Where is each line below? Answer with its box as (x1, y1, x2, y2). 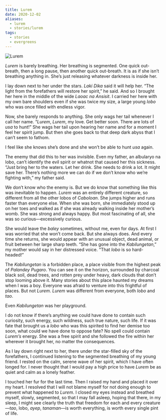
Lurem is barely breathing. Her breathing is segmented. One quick (5, 62, 140, 68)
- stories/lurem (9, 26, 43, 31)
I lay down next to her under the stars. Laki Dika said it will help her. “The (5, 83, 155, 89)
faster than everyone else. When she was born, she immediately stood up (5, 200, 156, 206)
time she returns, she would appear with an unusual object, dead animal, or (5, 236, 159, 242)
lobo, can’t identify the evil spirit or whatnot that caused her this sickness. (5, 159, 156, 165)
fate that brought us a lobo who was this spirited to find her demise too (5, 322, 150, 328)
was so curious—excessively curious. (5, 216, 82, 222)
